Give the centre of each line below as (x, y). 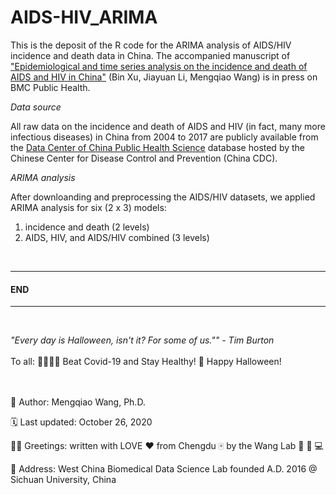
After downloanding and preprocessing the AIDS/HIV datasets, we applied (163, 197)
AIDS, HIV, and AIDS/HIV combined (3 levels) (117, 237)
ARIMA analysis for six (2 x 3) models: (88, 207)
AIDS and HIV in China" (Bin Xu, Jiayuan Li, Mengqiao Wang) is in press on (164, 77)
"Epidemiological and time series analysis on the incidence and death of (159, 66)
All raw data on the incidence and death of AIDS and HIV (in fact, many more (168, 126)
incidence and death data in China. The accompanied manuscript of (150, 55)
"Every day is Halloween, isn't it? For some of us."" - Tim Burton (142, 340)
